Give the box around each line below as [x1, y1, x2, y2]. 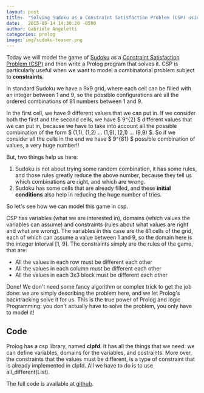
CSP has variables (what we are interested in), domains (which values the [6, 215, 190, 221]
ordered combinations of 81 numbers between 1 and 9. [6, 98, 143, 105]
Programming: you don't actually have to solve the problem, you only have [6, 303, 192, 309]
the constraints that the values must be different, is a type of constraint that [6, 355, 195, 363]
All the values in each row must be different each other [15, 258, 153, 266]
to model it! [6, 309, 35, 316]
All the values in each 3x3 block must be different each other [15, 271, 168, 278]
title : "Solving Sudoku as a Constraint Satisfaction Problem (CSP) [6, 15, 186, 21]
